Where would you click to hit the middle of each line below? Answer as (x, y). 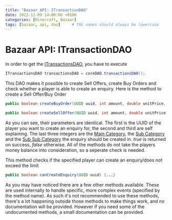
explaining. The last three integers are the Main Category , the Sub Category (85, 134)
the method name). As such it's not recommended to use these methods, (82, 195)
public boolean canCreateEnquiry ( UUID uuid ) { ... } (60, 175)
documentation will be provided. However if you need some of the (75, 207)
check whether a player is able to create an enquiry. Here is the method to (83, 89)
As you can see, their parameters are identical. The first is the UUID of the (83, 123)
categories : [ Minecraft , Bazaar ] (41, 20)
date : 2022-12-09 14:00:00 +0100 (41, 15)
